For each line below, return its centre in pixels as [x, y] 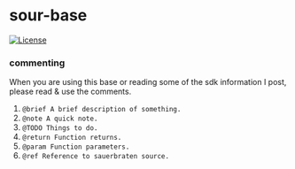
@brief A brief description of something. [101, 110]
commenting [37, 63]
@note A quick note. [60, 119]
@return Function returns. [72, 138]
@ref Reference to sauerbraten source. [96, 157]
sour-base [48, 15]
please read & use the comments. [70, 92]
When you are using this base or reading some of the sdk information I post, [148, 82]
